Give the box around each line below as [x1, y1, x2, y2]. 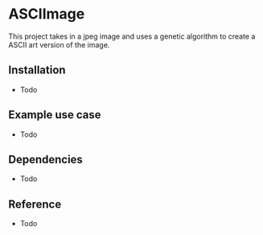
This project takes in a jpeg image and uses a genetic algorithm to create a [8, 31, 256, 41]
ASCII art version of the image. [8, 39, 110, 49]
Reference [8, 197, 62, 211]
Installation [8, 64, 66, 77]
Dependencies [8, 152, 83, 166]
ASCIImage [8, 5, 85, 23]
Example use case [8, 108, 102, 122]
